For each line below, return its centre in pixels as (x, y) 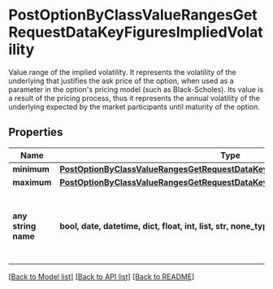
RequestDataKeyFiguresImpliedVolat (136, 32)
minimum (31, 169)
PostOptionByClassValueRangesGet (133, 15)
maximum (32, 182)
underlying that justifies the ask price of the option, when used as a (121, 81)
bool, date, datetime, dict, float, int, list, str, (144, 226)
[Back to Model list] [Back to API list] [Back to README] (102, 276)
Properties (36, 132)
